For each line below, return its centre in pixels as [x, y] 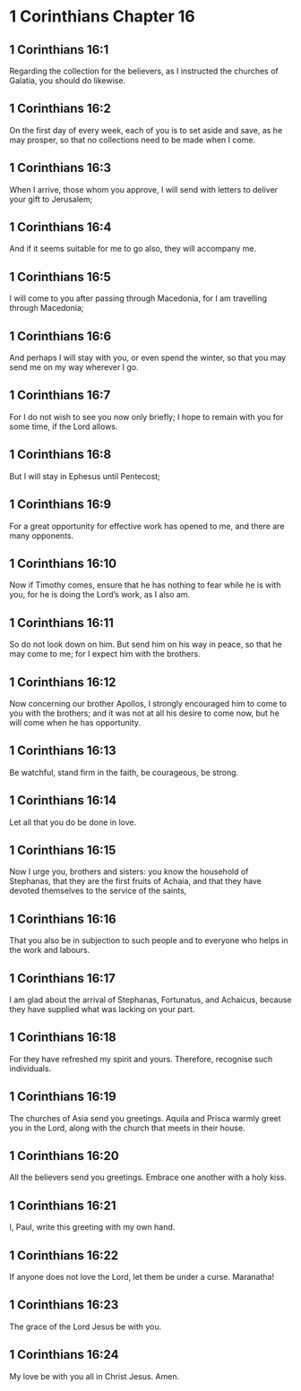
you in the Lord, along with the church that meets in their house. [127, 1128]
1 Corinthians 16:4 [60, 227]
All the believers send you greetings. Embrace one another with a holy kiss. [148, 1177]
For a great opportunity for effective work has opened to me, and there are [147, 526]
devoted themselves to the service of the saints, [98, 891]
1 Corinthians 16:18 [63, 1038]
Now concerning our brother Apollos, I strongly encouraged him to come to [148, 703]
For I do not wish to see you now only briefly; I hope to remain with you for [146, 416]
